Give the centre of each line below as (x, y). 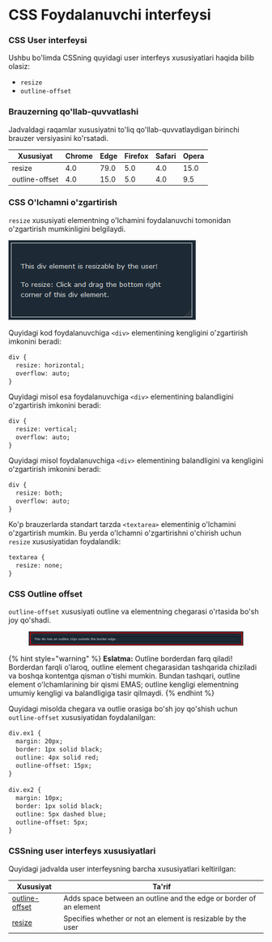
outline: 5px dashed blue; (61, 815)
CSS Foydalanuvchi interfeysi (110, 15)
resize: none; (39, 565)
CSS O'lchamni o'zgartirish (63, 203)
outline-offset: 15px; (54, 766)
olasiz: (19, 66)
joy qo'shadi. (30, 620)
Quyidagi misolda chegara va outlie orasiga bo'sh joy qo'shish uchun (123, 709)
